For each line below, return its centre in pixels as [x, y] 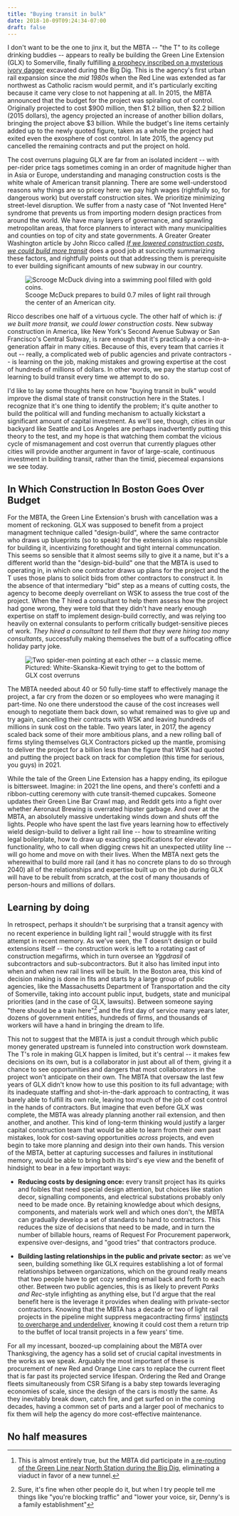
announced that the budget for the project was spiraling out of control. [111, 101]
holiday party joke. [34, 646]
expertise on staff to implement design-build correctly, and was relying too [117, 616]
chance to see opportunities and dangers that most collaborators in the [112, 1069]
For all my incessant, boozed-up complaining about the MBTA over [105, 1346]
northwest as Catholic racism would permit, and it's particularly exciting [112, 86]
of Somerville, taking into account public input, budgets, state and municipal [119, 994]
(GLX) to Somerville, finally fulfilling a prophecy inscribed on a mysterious [115, 63]
